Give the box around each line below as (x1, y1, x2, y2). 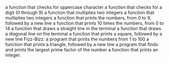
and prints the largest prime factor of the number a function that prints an (5, 47, 158, 52)
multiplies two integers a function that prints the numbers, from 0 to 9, (5, 15, 152, 20)
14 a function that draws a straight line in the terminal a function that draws (5, 25, 161, 31)
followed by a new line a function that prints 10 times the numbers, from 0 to (5, 20, 164, 26)
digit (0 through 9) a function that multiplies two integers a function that (5, 9, 155, 15)
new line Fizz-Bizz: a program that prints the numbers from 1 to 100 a (5, 36, 149, 42)
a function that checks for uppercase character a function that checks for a (5, 4, 162, 10)
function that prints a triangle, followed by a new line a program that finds (5, 41, 158, 47)
